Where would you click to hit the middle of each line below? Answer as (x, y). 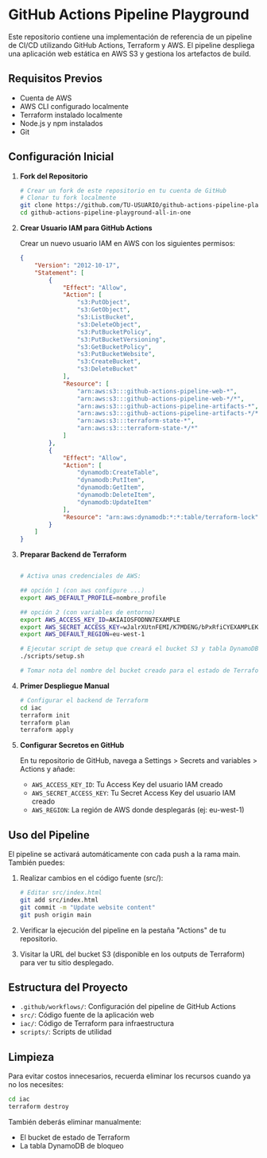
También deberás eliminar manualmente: (75, 1122)
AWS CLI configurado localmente (74, 106)
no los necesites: (36, 1085)
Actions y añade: (47, 769)
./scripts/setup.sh (52, 656)
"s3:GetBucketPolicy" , (114, 347)
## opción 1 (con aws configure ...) (82, 591)
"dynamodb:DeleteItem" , (116, 495)
